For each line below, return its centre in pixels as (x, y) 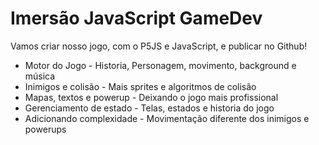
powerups (45, 129)
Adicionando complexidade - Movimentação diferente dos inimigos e (167, 118)
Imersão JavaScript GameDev (136, 18)
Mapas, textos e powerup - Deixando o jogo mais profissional (151, 97)
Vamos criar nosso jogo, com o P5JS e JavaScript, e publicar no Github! (159, 46)
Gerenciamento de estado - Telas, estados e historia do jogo (149, 108)
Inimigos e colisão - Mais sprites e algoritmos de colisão (140, 86)
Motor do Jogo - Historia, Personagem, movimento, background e (160, 65)
